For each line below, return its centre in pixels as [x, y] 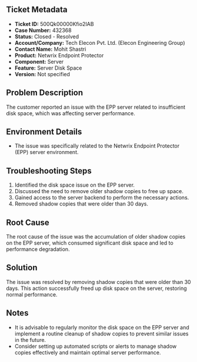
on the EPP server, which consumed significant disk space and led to [90, 243]
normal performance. [32, 294]
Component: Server [39, 61]
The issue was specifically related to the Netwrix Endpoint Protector [97, 146]
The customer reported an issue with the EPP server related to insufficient [96, 107]
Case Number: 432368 [43, 30]
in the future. [30, 340]
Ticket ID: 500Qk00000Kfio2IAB [54, 24]
